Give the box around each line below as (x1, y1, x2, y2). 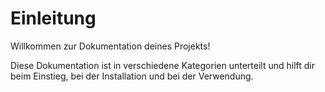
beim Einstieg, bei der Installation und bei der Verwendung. (10, 70, 254, 82)
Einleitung (10, 7, 97, 30)
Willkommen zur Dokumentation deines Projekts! (10, 40, 211, 52)
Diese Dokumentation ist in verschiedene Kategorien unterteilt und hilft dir (10, 59, 315, 71)
